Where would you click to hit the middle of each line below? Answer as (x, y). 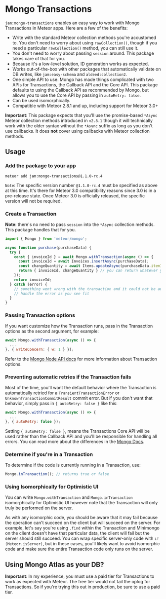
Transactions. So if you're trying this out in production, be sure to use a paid (83, 587)
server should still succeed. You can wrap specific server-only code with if (82, 538)
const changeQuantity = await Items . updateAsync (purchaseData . (85, 266)
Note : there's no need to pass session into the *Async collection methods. (80, 224)
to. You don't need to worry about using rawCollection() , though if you (84, 42)
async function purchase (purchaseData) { (48, 248)
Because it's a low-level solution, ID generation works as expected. (81, 64)
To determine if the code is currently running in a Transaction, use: (73, 465)
